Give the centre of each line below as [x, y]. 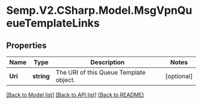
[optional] [179, 76]
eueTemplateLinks [53, 23]
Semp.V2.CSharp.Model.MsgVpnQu [99, 11]
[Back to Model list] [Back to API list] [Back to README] [75, 95]
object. [65, 80]
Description [108, 62]
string [41, 76]
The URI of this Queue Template [101, 72]
